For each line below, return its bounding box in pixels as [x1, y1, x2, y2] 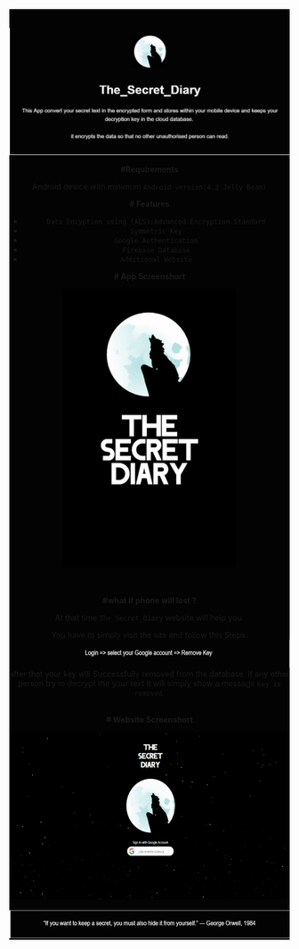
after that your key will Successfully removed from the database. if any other [9, 668, 290, 679]
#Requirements [119, 164, 180, 175]
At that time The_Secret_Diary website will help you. [54, 612, 245, 623]
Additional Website [119, 255, 193, 264]
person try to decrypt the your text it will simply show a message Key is [17, 677, 282, 689]
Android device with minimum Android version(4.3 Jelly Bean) [32, 181, 267, 192]
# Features [128, 198, 171, 209]
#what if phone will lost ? [101, 594, 198, 605]
